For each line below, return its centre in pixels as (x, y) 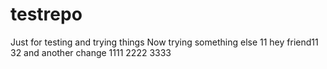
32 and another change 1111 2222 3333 (91, 52)
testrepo (46, 14)
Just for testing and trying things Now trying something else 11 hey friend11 (164, 42)
